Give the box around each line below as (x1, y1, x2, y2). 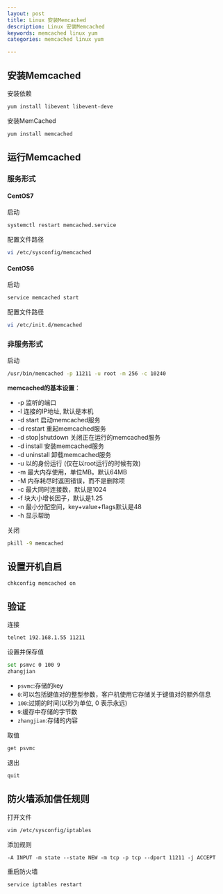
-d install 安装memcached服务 (17, 442, 104, 450)
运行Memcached (7, 151, 81, 163)
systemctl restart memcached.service (7, 222, 117, 229)
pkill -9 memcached (7, 540, 64, 547)
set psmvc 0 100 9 (7, 661, 60, 669)
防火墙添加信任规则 (7, 793, 90, 805)
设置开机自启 (7, 561, 63, 573)
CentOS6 (7, 264, 35, 272)
